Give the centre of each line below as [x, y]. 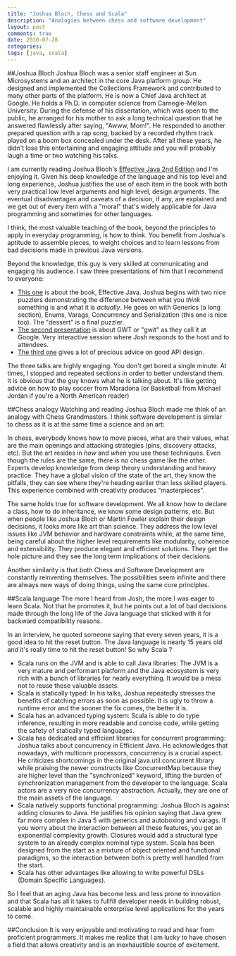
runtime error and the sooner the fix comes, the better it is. [103, 707]
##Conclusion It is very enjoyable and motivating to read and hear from [111, 929]
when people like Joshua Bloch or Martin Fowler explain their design [106, 519]
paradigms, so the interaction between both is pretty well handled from [120, 857]
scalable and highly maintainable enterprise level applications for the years [116, 908]
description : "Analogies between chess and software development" [107, 20]
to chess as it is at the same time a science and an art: [86, 424]
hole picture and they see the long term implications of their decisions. [110, 556]
